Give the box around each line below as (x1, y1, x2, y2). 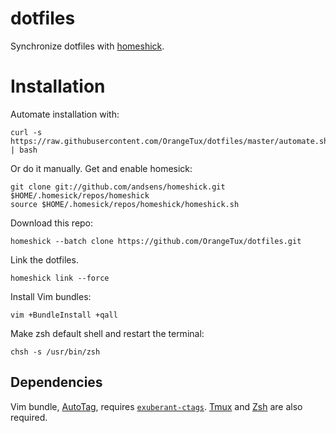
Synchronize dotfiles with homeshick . (10, 40, 165, 52)
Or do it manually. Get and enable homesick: (10, 162, 193, 174)
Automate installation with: (10, 108, 120, 120)
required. (10, 411, 48, 423)
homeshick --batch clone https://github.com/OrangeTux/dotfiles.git (10, 236, 302, 246)
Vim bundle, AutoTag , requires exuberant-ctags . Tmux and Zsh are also (10, 400, 303, 412)
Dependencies (10, 374, 103, 391)
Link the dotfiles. (10, 253, 79, 266)
